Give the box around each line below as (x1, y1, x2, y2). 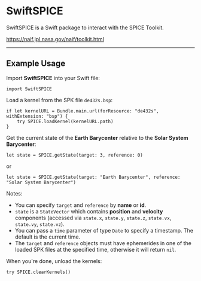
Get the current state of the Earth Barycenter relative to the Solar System (6, 134, 188, 141)
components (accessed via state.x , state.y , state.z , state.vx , (14, 214, 172, 221)
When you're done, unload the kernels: (6, 257, 102, 264)
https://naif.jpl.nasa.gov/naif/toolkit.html (6, 35, 105, 42)
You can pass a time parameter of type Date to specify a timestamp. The (14, 227, 193, 234)
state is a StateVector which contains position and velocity (14, 207, 163, 215)
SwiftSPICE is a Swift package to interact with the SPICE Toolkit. (6, 24, 165, 31)
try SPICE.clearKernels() (6, 269, 71, 275)
